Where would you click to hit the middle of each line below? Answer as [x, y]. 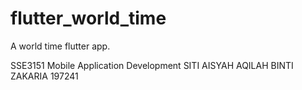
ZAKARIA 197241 [44, 76]
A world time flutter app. [60, 46]
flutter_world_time [88, 18]
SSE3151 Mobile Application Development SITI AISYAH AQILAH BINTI [152, 65]
